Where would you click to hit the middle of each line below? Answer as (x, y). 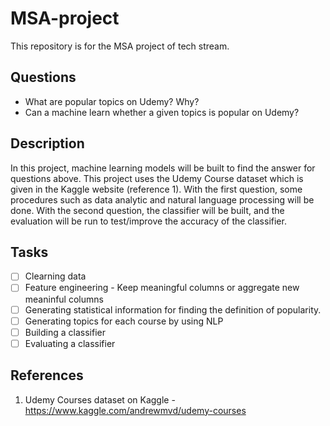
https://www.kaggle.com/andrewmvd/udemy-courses (135, 410)
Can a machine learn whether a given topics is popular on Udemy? (162, 112)
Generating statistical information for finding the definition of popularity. (173, 309)
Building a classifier (65, 332)
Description (47, 143)
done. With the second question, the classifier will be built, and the (147, 210)
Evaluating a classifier (70, 343)
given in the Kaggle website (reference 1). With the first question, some (156, 189)
